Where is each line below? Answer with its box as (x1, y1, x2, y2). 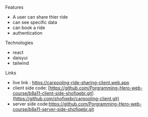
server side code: (12, 101, 49, 107)
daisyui (12, 55, 28, 61)
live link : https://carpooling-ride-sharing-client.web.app (12, 80, 129, 85)
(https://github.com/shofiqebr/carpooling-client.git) (12, 95, 120, 101)
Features (5, 5, 24, 10)
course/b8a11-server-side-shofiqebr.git (12, 106, 94, 112)
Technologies (5, 40, 34, 46)
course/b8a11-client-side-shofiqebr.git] (12, 90, 94, 96)
